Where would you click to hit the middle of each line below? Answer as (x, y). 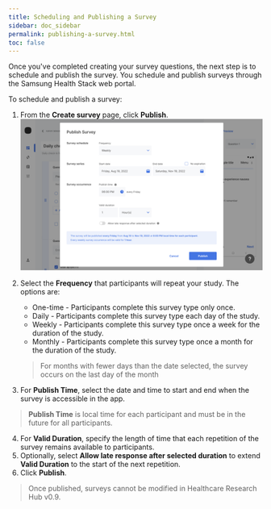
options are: (40, 292)
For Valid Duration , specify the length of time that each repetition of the (140, 439)
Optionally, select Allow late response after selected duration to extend (140, 456)
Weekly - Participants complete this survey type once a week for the (146, 325)
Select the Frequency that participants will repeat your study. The (129, 283)
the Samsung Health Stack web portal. (72, 84)
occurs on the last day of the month (99, 374)
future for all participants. (70, 423)
